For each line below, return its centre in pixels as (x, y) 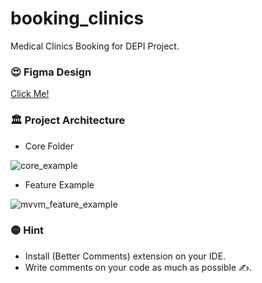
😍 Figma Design (51, 72)
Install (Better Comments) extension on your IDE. (125, 256)
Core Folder (49, 146)
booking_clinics (77, 18)
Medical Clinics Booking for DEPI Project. (95, 46)
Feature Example (59, 184)
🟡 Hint (27, 230)
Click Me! (30, 94)
